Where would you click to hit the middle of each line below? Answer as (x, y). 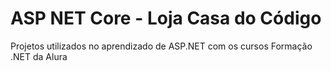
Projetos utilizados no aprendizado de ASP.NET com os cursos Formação (161, 46)
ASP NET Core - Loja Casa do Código (166, 18)
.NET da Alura (39, 56)
